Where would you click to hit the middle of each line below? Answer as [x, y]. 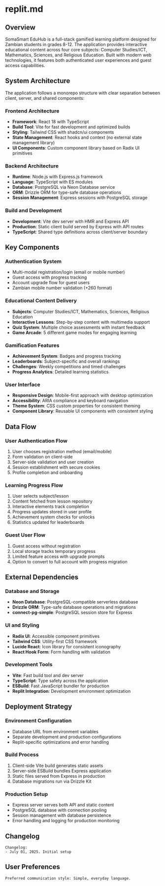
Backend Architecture [32, 166]
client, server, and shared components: [45, 98]
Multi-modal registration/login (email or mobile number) [68, 272]
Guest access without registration [47, 546]
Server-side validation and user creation [53, 462]
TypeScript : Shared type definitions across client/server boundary [80, 232]
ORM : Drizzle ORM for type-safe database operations [67, 192]
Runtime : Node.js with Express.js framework [58, 177]
